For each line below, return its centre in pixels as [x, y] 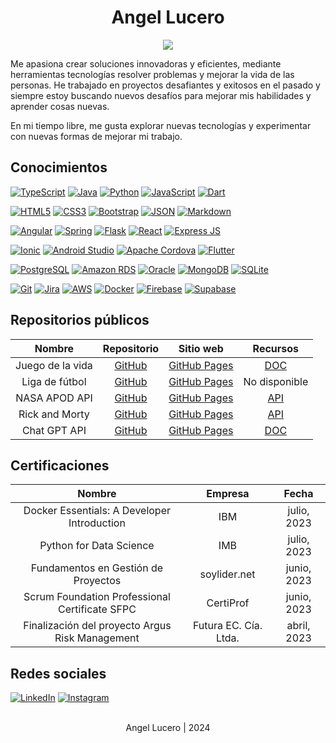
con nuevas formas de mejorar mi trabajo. [96, 136]
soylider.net [227, 574]
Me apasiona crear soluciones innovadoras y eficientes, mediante [146, 63]
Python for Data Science [97, 546]
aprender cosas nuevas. [60, 106]
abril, [298, 626]
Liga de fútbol [54, 381]
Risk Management [97, 638]
